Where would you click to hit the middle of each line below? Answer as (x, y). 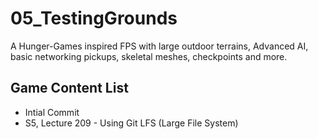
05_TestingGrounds (94, 18)
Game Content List (69, 88)
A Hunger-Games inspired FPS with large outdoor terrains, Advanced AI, (159, 46)
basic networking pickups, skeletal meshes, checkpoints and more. (149, 56)
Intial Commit (52, 112)
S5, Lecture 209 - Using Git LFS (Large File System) (131, 123)
